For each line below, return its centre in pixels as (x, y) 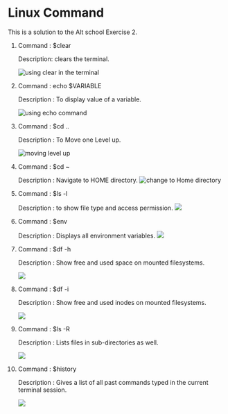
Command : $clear (44, 45)
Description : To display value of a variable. (79, 99)
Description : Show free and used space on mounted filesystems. (111, 263)
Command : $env (43, 221)
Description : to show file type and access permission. (95, 208)
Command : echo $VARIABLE (60, 85)
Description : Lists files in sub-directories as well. (88, 342)
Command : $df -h (44, 249)
